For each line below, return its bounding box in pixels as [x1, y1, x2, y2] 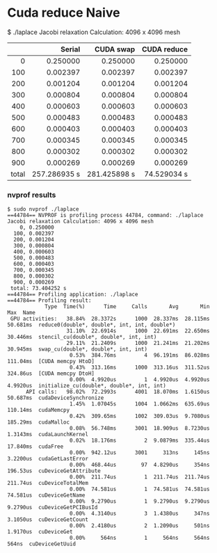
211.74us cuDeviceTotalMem [7, 480, 89, 487]
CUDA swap [95, 44, 136, 54]
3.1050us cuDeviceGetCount [7, 516, 89, 523]
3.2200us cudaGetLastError [7, 456, 89, 463]
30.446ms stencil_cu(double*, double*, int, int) [7, 334, 157, 341]
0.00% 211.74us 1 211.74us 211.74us [69, 474, 210, 481]
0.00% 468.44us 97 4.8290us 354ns [69, 461, 210, 469]
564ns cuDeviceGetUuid [7, 540, 77, 547]
